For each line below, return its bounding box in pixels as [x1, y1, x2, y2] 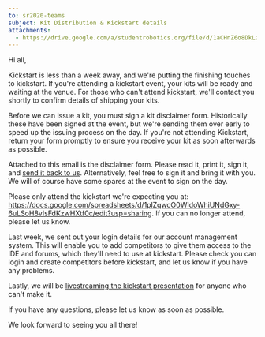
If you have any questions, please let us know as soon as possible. [8, 305, 225, 314]
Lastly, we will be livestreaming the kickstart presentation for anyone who [8, 281, 247, 290]
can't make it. [8, 290, 53, 299]
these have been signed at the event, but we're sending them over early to [8, 119, 250, 129]
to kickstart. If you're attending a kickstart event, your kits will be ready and [8, 79, 253, 88]
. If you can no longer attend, [151, 208, 246, 218]
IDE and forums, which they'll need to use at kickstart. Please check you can [8, 249, 257, 259]
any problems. [8, 266, 55, 275]
